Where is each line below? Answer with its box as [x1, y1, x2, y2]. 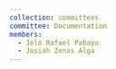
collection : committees [9, 13, 100, 22]
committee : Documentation [9, 22, 107, 30]
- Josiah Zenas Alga [17, 47, 95, 56]
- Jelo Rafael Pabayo [17, 38, 100, 47]
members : [9, 30, 43, 39]
